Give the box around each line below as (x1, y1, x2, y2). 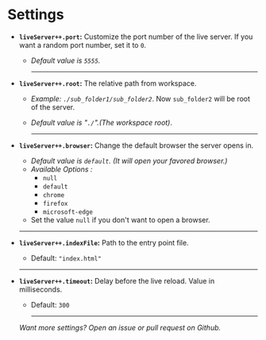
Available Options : (30, 164, 93, 174)
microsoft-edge (42, 208, 93, 216)
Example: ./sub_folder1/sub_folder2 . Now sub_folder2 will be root (30, 94, 251, 103)
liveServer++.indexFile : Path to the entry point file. (18, 238, 189, 247)
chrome (42, 191, 65, 199)
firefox (42, 199, 68, 207)
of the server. (30, 102, 75, 112)
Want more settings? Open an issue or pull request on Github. (18, 323, 222, 332)
